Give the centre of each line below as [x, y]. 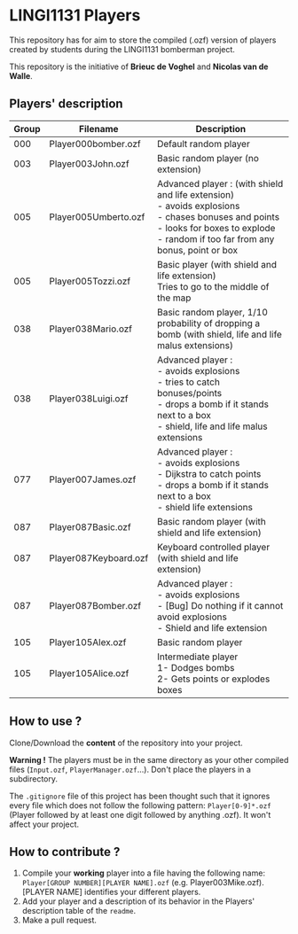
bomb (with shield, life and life [219, 334]
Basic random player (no [208, 158]
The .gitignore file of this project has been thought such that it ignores [140, 796]
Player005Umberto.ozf [97, 216]
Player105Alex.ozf [88, 642]
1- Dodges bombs [196, 667]
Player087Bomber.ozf [95, 605]
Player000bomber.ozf [95, 144]
